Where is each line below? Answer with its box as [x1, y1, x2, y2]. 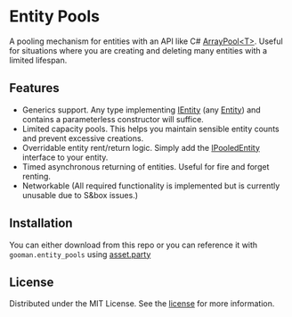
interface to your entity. [21, 152, 109, 163]
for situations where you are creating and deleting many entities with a [9, 45, 268, 55]
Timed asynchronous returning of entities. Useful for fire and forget [21, 161, 270, 171]
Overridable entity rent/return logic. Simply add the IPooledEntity [21, 142, 260, 153]
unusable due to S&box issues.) [21, 189, 139, 200]
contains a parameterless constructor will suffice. [21, 113, 205, 124]
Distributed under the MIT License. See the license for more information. [9, 298, 275, 309]
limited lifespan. [9, 54, 68, 65]
